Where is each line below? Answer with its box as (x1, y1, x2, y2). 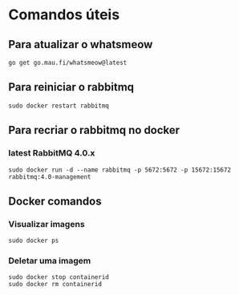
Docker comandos (8, 194, 102, 208)
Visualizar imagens (8, 218, 86, 229)
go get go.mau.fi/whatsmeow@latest (8, 59, 128, 67)
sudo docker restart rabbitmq (8, 102, 110, 110)
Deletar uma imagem (8, 255, 91, 266)
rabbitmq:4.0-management (8, 172, 91, 181)
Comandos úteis (8, 6, 120, 24)
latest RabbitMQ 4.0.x (8, 147, 95, 159)
